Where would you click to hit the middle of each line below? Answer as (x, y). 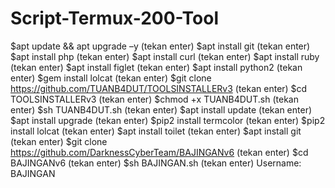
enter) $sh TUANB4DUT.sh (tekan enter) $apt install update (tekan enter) (161, 109)
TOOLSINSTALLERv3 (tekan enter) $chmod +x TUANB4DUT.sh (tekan (154, 99)
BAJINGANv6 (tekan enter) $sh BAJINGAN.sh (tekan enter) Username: (156, 163)
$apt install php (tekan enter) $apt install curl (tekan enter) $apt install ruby (165, 56)
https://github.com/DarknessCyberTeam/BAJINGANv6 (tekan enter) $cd (159, 152)
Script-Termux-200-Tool (114, 18)
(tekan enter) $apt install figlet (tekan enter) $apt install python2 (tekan (156, 67)
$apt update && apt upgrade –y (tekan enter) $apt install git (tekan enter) (160, 46)
